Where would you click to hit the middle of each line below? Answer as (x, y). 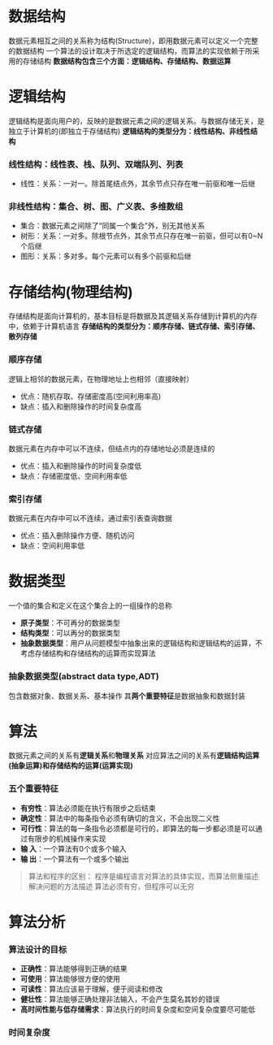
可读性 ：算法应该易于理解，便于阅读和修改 (91, 989)
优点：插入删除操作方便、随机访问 (77, 536)
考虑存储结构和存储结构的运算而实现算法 (88, 653)
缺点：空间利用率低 (52, 546)
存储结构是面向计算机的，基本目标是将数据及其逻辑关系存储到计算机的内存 (133, 316)
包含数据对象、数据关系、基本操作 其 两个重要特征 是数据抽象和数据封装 (127, 696)
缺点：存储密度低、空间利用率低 (74, 476)
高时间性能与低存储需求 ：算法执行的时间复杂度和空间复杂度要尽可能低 (138, 1009)
